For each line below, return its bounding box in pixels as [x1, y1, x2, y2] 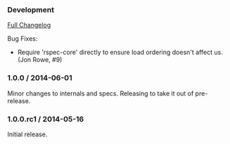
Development [7, 5, 55, 15]
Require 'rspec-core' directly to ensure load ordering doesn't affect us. [17, 48, 223, 57]
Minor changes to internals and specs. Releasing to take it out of [7, 89, 194, 98]
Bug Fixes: [7, 34, 38, 43]
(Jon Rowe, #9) [17, 55, 63, 64]
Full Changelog [7, 21, 51, 30]
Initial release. [7, 130, 48, 138]
